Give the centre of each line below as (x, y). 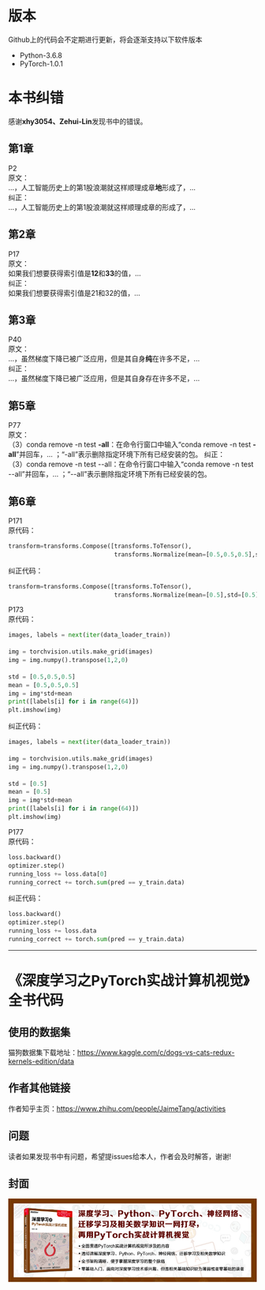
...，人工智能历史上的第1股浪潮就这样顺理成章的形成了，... (102, 207)
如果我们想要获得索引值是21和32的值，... (74, 293)
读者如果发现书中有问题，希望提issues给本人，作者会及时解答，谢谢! (120, 1156)
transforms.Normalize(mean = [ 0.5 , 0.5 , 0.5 (181, 554)
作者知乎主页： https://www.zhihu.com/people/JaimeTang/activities (117, 1109)
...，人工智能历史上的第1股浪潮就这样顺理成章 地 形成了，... (102, 187)
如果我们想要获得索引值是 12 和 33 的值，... (75, 273)
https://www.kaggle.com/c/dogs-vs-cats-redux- (156, 1052)
